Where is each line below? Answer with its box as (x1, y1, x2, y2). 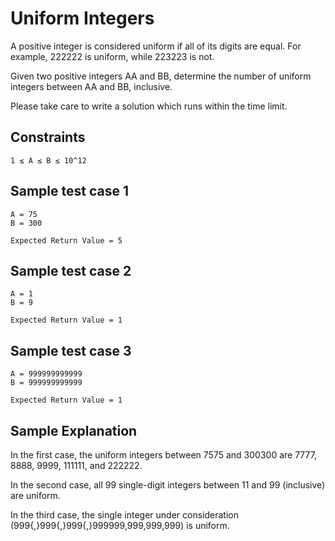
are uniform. (10, 490, 61, 501)
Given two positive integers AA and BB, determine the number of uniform (10, 70, 312, 82)
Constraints (10, 129, 86, 146)
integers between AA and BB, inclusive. (10, 80, 173, 92)
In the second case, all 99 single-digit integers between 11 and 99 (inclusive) (10, 479, 326, 491)
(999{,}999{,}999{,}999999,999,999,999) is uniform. (10, 520, 230, 531)
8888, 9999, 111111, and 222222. (10, 460, 143, 471)
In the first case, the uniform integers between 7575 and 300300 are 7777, (10, 449, 317, 461)
